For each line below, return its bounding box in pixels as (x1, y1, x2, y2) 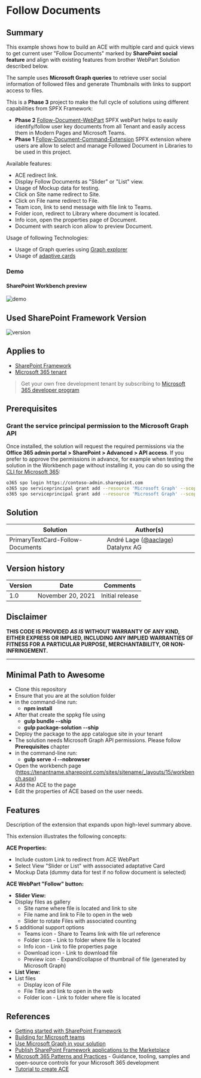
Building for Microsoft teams (14, 1033, 85, 1041)
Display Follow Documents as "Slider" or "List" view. (14, 178, 144, 185)
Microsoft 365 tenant (14, 368, 67, 376)
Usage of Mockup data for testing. (14, 184, 100, 191)
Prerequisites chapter (14, 743, 70, 750)
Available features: (6, 160, 52, 167)
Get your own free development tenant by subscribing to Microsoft (20, 380, 185, 387)
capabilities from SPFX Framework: (6, 105, 93, 112)
